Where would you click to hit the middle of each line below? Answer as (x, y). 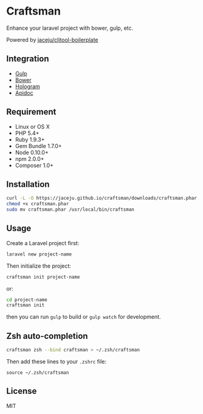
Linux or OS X (33, 126)
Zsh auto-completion (47, 336)
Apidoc (24, 93)
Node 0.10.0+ (32, 152)
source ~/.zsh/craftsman (38, 373)
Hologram (28, 86)
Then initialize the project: (39, 266)
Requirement (31, 112)
